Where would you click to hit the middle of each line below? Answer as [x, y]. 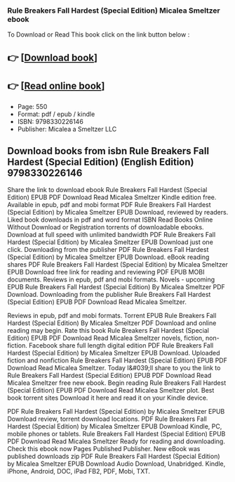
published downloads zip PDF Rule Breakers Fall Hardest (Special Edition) [114, 457]
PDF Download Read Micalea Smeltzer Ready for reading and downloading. [116, 441]
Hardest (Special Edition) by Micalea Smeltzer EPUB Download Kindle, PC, [115, 426]
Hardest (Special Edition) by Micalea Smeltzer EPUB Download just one [110, 242]
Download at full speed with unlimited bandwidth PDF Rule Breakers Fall [112, 235]
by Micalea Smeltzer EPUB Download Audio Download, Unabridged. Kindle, [116, 464]
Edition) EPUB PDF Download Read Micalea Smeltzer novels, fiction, [106, 338]
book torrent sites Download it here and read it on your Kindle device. [108, 398]
